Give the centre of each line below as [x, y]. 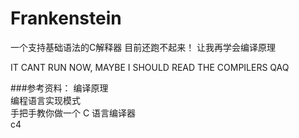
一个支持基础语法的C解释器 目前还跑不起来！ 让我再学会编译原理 [143, 47]
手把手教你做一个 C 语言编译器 [73, 113]
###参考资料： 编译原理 [59, 88]
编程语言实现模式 [45, 100]
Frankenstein [66, 18]
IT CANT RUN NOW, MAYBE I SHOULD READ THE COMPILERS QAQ [150, 67]
